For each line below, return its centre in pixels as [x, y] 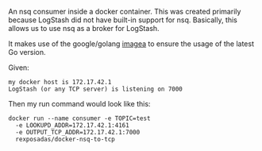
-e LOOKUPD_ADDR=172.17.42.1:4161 [72, 126]
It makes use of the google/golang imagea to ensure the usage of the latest [131, 44]
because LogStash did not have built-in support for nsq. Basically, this [123, 20]
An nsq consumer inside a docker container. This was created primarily [125, 12]
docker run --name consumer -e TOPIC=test [79, 118]
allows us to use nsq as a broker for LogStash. [84, 28]
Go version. [27, 52]
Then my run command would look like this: [79, 104]
